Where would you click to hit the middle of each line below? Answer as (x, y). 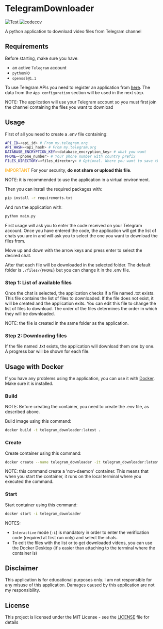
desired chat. (18, 255)
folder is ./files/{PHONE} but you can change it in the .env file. (68, 270)
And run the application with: (34, 207)
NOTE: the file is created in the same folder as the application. (67, 323)
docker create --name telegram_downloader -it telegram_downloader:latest (82, 462)
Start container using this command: (41, 505)
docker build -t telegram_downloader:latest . (53, 430)
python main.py (20, 216)
